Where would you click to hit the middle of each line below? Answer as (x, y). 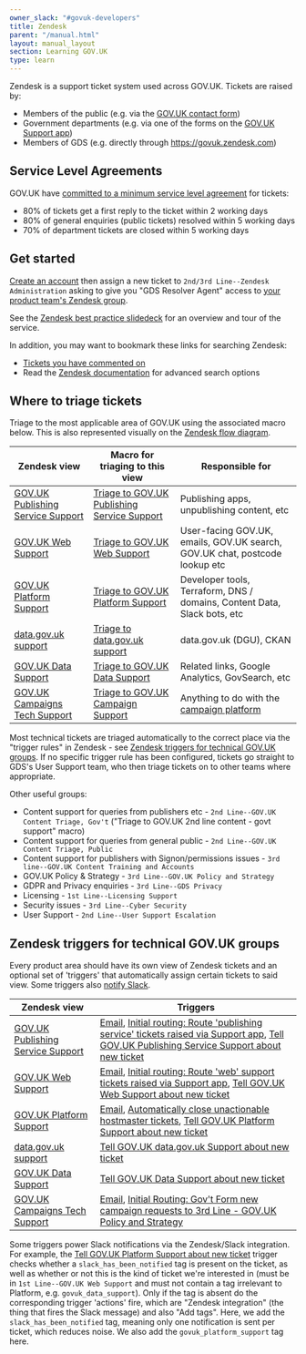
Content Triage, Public (68, 850)
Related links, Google (225, 666)
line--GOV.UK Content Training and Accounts (108, 867)
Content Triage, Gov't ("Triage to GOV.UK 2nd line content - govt (147, 822)
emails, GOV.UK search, (231, 542)
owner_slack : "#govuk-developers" (75, 18)
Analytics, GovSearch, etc (235, 678)
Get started (42, 259)
